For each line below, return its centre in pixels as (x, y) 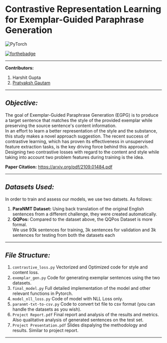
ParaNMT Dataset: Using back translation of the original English (78, 208)
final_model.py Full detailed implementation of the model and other (81, 288)
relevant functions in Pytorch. (42, 293)
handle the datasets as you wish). (47, 309)
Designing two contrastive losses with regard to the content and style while (82, 152)
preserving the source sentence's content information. (61, 126)
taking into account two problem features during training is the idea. (75, 157)
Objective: (22, 103)
